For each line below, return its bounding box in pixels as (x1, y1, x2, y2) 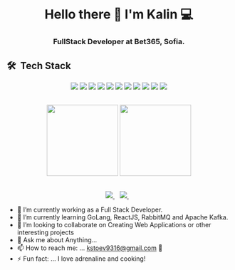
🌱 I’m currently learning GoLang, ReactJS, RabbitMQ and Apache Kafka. (16, 212, 229, 222)
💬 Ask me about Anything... (16, 235, 98, 244)
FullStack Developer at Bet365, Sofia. (53, 37, 185, 47)
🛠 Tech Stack (6, 59, 72, 72)
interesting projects (16, 228, 74, 237)
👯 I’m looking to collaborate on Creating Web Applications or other (16, 220, 211, 229)
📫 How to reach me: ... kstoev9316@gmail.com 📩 (16, 244, 163, 252)
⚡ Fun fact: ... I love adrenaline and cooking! (16, 254, 146, 263)
